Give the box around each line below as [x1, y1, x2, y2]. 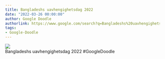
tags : [5, 26, 16, 30]
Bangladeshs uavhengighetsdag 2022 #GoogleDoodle [5, 49, 115, 54]
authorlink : [5, 21, 29, 26]
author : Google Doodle [5, 16, 52, 21]
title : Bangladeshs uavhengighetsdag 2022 [5, 7, 93, 12]
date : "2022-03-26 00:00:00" [5, 12, 65, 17]
